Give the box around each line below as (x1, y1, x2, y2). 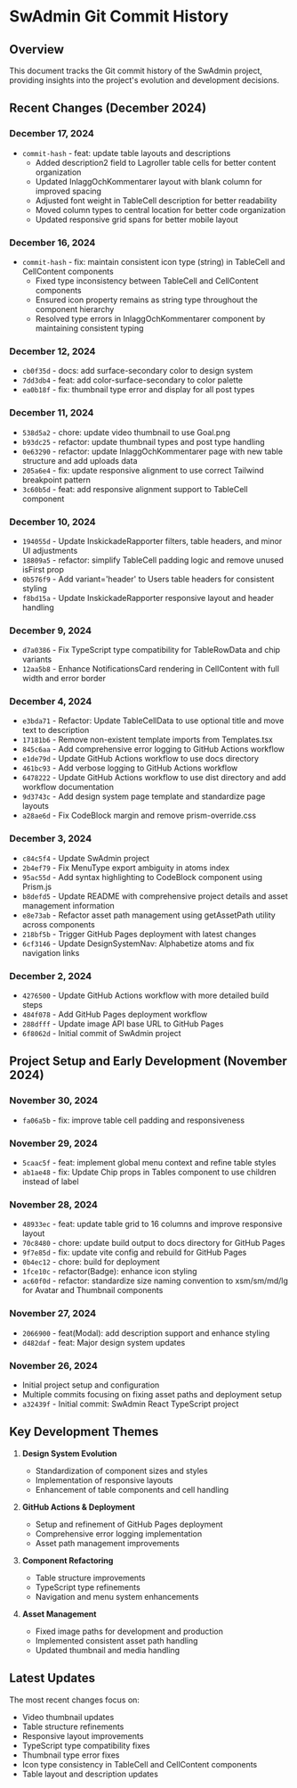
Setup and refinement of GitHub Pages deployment (35, 1519, 224, 1529)
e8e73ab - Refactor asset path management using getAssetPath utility (21, 910, 276, 920)
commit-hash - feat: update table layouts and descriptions (21, 147, 231, 158)
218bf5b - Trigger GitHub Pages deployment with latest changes (21, 928, 257, 939)
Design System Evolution (21, 1447, 117, 1459)
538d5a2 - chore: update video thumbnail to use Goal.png (21, 426, 231, 438)
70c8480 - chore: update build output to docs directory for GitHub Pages (21, 1238, 285, 1248)
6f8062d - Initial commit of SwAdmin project (21, 1028, 181, 1039)
